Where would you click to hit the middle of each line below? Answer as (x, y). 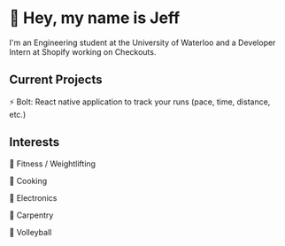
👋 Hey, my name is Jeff (95, 18)
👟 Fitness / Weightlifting (52, 164)
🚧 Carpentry (31, 215)
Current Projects (56, 80)
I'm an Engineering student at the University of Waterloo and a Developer (142, 42)
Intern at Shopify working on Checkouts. (83, 51)
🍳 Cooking (28, 181)
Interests (35, 142)
